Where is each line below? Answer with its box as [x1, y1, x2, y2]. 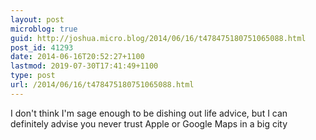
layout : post [10, 14, 65, 25]
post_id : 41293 [10, 42, 74, 53]
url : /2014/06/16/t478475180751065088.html [10, 80, 195, 90]
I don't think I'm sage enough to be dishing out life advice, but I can [10, 107, 288, 119]
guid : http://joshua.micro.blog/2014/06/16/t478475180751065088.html [10, 33, 307, 43]
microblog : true [10, 24, 78, 34]
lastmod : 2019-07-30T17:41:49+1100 [10, 61, 159, 71]
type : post [10, 71, 56, 81]
